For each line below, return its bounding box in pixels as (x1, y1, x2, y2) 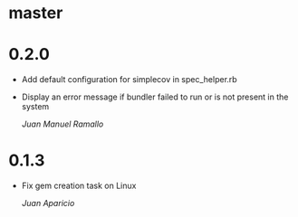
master (8, 3, 63, 24)
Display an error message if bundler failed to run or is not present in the (21, 91, 289, 102)
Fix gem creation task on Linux (21, 180, 137, 192)
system (21, 101, 50, 112)
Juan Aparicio (21, 198, 75, 209)
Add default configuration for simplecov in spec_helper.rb (21, 74, 237, 85)
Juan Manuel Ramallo (21, 118, 104, 129)
